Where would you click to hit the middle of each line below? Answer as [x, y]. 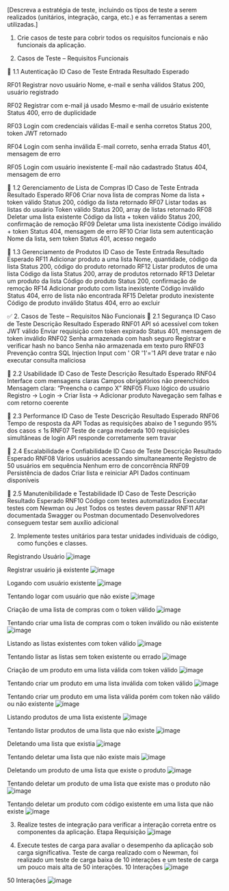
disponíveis [23, 480]
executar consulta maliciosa [46, 360]
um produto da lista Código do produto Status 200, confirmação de [102, 281]
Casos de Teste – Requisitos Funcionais [72, 58]
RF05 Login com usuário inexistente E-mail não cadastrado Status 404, [107, 167]
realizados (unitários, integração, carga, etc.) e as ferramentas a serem [107, 17]
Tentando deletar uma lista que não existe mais [73, 757]
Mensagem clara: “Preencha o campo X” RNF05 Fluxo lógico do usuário [109, 388]
